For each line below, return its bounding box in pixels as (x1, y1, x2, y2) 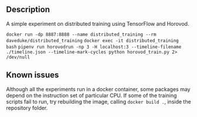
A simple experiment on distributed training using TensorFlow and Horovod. (6, 20, 189, 27)
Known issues (6, 70, 59, 80)
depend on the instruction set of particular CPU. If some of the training (6, 92, 178, 99)
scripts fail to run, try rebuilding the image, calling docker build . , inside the (6, 98, 191, 105)
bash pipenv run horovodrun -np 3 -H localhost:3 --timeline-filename (6, 44, 182, 50)
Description (6, 5, 50, 15)
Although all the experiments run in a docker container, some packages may (6, 85, 191, 92)
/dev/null (6, 54, 31, 60)
